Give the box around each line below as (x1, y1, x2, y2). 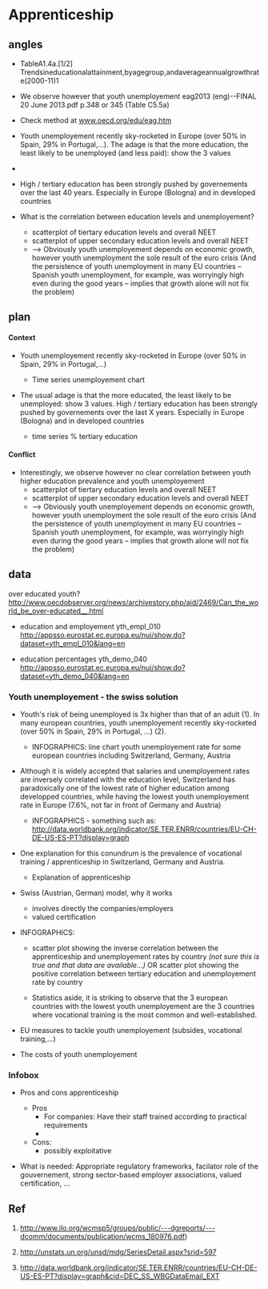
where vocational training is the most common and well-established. (31, 1010, 258, 1019)
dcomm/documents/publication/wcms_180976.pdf (19, 1232, 186, 1242)
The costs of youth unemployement (19, 1049, 138, 1059)
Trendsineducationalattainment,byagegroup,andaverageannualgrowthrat (19, 67, 260, 77)
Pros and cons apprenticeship (19, 1088, 119, 1097)
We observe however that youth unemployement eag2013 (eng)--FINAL (19, 91, 257, 101)
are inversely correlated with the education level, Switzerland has (19, 775, 236, 784)
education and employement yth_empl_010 (19, 621, 162, 631)
